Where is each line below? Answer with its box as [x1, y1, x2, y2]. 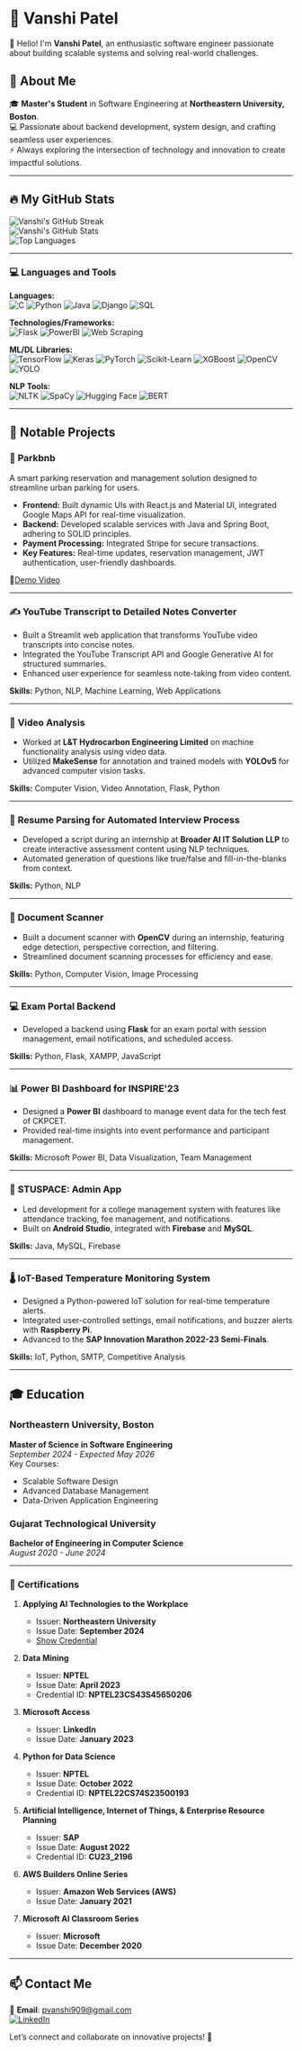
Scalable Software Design [22, 1475, 119, 1486]
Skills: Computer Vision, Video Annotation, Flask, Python [9, 783, 220, 794]
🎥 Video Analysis [9, 716, 85, 729]
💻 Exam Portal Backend [9, 1000, 117, 1012]
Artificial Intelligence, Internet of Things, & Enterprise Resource [22, 1805, 265, 1816]
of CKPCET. [22, 1116, 67, 1127]
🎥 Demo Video [9, 574, 61, 585]
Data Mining [22, 1653, 69, 1664]
